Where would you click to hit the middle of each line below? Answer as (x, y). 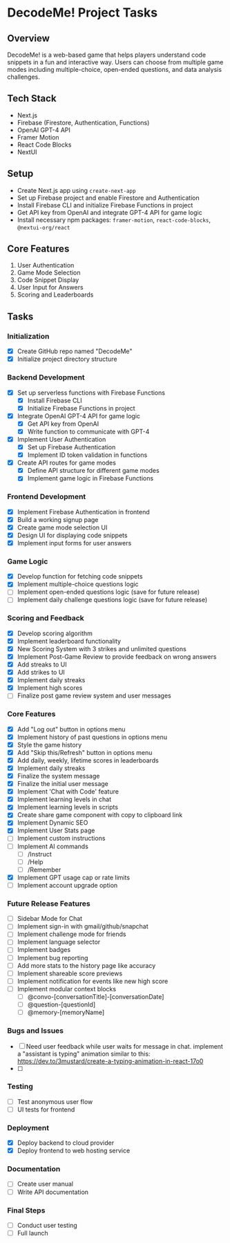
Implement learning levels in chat (64, 799)
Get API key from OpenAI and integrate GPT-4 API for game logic (109, 212)
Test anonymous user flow (55, 1101)
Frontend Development (47, 497)
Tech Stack (32, 99)
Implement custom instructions (61, 839)
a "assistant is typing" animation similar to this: (84, 1054)
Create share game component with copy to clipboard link (100, 815)
